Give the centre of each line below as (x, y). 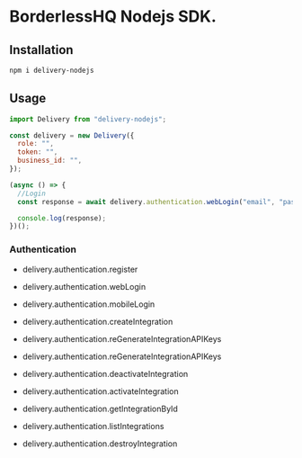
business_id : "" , (50, 161)
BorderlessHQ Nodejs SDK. (113, 17)
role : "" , (36, 144)
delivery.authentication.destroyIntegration (100, 444)
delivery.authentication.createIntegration (98, 321)
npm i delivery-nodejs (52, 70)
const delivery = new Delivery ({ (72, 135)
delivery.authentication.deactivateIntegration (105, 373)
